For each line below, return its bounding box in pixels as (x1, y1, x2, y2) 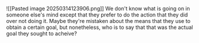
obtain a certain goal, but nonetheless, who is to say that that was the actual (6, 24, 194, 31)
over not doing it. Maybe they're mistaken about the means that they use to (6, 18, 191, 24)
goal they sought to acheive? (6, 30, 77, 37)
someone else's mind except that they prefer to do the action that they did (6, 11, 188, 18)
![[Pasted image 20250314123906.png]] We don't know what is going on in (6, 5, 191, 12)
